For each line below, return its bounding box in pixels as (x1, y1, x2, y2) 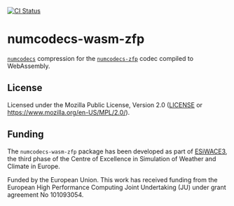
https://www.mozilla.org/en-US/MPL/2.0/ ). (7, 108, 130, 116)
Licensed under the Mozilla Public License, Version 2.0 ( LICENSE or (7, 100, 203, 109)
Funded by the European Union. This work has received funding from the (7, 175, 218, 184)
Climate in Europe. (7, 162, 61, 170)
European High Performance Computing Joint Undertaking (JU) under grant (7, 183, 226, 191)
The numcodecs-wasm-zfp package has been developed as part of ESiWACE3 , (7, 147, 228, 156)
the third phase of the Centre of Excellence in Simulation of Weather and (7, 154, 216, 163)
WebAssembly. (7, 62, 50, 70)
